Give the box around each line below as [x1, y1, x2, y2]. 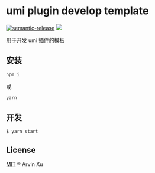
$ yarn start [6, 129, 38, 135]
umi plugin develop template [6, 4, 149, 18]
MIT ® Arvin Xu [6, 161, 43, 168]
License [6, 145, 36, 155]
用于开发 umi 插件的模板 [6, 37, 65, 44]
